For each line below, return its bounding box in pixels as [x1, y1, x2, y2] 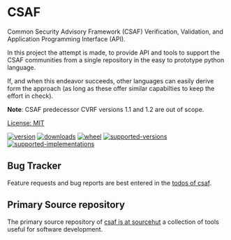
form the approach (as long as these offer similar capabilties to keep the [7, 84, 215, 92]
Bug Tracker [7, 160, 61, 172]
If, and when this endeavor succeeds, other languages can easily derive [7, 76, 214, 85]
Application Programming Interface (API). [7, 34, 126, 43]
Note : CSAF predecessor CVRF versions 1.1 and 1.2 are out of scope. [7, 105, 204, 113]
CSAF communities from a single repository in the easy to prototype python [7, 55, 225, 64]
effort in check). [7, 92, 54, 100]
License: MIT [7, 118, 45, 127]
